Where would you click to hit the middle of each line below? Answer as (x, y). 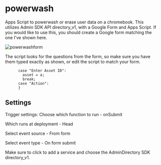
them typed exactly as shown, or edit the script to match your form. (73, 62)
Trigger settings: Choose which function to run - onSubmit (64, 114)
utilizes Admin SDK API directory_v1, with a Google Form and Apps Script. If (81, 27)
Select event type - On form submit (40, 143)
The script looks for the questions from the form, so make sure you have (78, 56)
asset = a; (34, 75)
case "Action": (33, 83)
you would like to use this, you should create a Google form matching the (79, 32)
